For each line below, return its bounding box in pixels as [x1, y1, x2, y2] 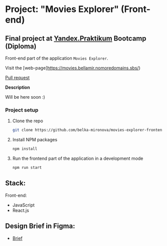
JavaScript [12, 202, 35, 208]
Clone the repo [12, 118, 43, 124]
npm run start [12, 165, 42, 170]
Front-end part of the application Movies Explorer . [5, 55, 109, 61]
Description [5, 84, 30, 90]
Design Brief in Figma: [5, 222, 75, 230]
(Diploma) [5, 42, 36, 51]
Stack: [5, 179, 26, 187]
